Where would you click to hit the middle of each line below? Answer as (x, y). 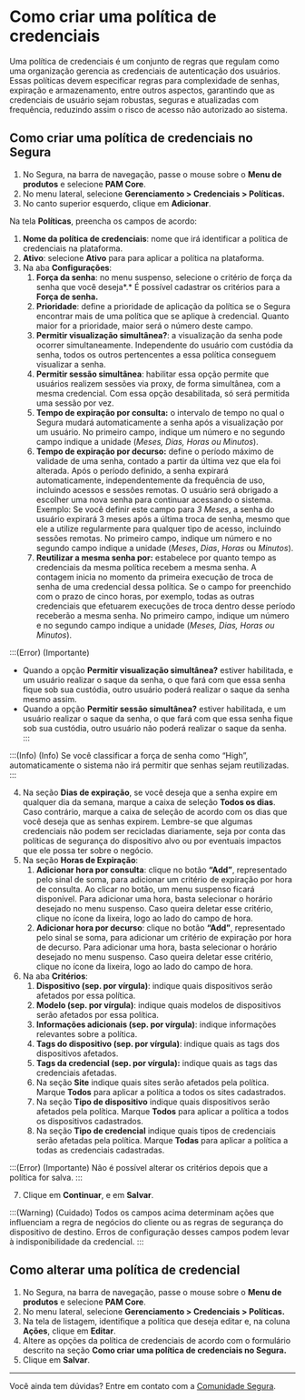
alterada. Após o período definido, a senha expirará (132, 470)
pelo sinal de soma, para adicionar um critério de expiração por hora (164, 879)
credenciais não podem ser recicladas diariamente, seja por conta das (154, 831)
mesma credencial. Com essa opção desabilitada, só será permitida (163, 393)
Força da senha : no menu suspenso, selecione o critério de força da (164, 277)
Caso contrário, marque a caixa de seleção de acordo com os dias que (155, 811)
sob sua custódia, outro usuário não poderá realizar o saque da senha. (155, 728)
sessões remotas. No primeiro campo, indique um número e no (154, 538)
